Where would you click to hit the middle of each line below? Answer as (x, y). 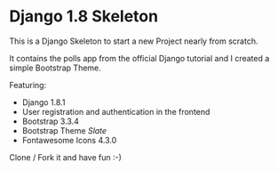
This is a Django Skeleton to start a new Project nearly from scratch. (134, 41)
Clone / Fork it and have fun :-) (66, 157)
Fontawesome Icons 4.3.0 (69, 140)
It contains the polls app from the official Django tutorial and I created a (139, 58)
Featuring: (28, 85)
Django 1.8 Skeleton (83, 16)
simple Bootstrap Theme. (56, 68)
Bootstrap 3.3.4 (51, 121)
